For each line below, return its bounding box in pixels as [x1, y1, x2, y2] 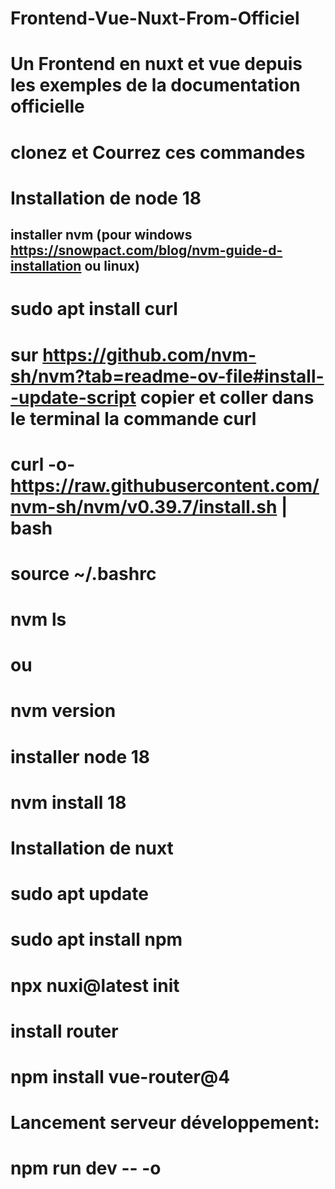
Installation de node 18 [10, 187, 202, 209]
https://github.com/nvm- [42, 343, 257, 366]
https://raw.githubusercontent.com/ [10, 474, 320, 497]
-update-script [10, 386, 137, 409]
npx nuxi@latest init [10, 974, 180, 997]
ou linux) [84, 258, 140, 275]
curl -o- [10, 453, 76, 476]
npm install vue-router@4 [10, 1065, 231, 1088]
